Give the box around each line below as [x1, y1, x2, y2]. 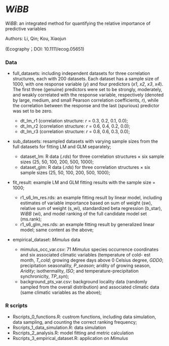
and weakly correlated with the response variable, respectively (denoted [12, 92, 164, 98]
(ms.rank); [20, 216, 42, 222]
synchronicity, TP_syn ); [20, 273, 69, 279]
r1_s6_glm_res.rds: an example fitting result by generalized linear [20, 222, 155, 228]
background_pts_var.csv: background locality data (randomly [20, 279, 148, 285]
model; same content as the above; [20, 227, 94, 233]
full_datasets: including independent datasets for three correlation [12, 70, 150, 76]
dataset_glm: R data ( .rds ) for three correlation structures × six [20, 164, 151, 170]
